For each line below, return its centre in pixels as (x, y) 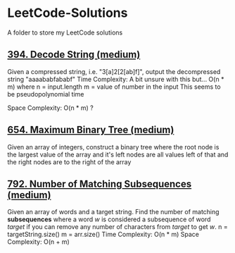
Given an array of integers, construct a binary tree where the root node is (113, 147)
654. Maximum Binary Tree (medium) (91, 130)
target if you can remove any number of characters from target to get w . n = (118, 227)
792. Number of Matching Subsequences (100, 184)
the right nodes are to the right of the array (69, 162)
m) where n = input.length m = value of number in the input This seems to (114, 87)
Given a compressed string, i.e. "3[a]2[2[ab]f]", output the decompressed (114, 71)
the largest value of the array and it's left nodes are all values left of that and (118, 154)
